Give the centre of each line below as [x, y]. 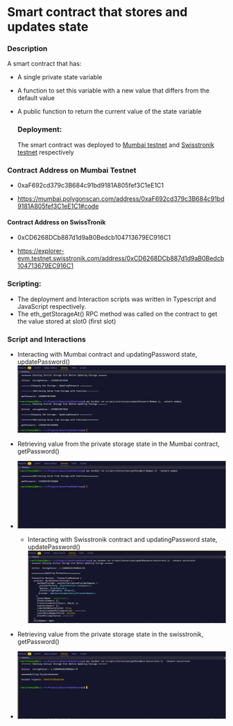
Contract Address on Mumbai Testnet [72, 170]
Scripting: [24, 284]
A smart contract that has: [44, 64]
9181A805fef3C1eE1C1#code [58, 207]
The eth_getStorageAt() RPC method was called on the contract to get [117, 314]
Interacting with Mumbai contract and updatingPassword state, [107, 354]
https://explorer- [41, 251]
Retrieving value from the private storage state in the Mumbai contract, [118, 444]
